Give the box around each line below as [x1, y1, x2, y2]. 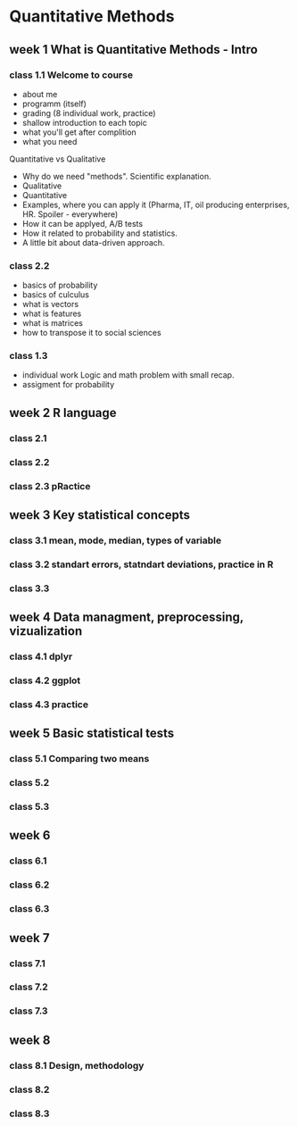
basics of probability [21, 279, 98, 291]
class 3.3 [9, 582, 50, 595]
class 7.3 [9, 1005, 48, 1017]
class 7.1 [9, 957, 46, 970]
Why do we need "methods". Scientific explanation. [21, 171, 211, 181]
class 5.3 [9, 801, 50, 813]
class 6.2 [9, 879, 50, 891]
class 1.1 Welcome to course [9, 69, 134, 81]
